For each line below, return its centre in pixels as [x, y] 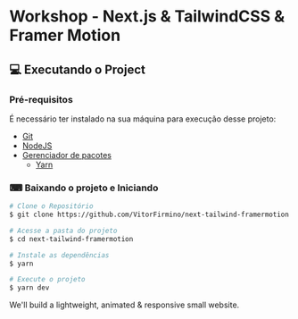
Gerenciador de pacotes [66, 155]
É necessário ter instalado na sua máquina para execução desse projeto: [143, 119]
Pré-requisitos [41, 99]
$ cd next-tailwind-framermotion [71, 239]
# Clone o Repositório [51, 206]
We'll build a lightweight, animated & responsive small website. [124, 305]
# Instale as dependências [59, 255]
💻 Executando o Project [77, 69]
